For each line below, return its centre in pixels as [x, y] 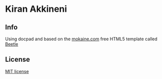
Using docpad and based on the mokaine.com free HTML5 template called [81, 39]
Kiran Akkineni [36, 9]
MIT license [17, 71]
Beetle [12, 44]
